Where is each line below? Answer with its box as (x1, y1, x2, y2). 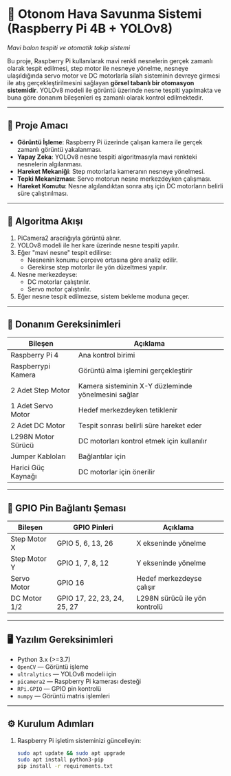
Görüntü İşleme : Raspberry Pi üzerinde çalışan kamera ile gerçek (16, 137, 203, 146)
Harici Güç (10, 463, 45, 473)
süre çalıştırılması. (16, 189, 69, 197)
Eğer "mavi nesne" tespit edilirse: (16, 248, 112, 256)
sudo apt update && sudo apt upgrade (16, 749, 126, 757)
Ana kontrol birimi (78, 351, 135, 360)
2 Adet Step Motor (10, 386, 70, 395)
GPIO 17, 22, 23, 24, (56, 594, 124, 603)
